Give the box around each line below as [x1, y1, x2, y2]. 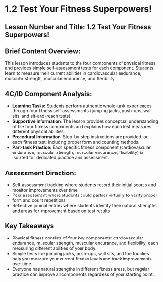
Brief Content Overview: [5, 47, 81, 55]
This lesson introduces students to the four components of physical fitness [5, 60, 156, 66]
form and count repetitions [12, 197, 66, 203]
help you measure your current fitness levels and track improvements [12, 256, 152, 261]
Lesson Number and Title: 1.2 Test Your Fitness [5, 23, 151, 31]
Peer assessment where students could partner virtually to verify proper [12, 192, 158, 198]
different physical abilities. [12, 129, 65, 135]
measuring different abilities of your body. [12, 245, 97, 251]
